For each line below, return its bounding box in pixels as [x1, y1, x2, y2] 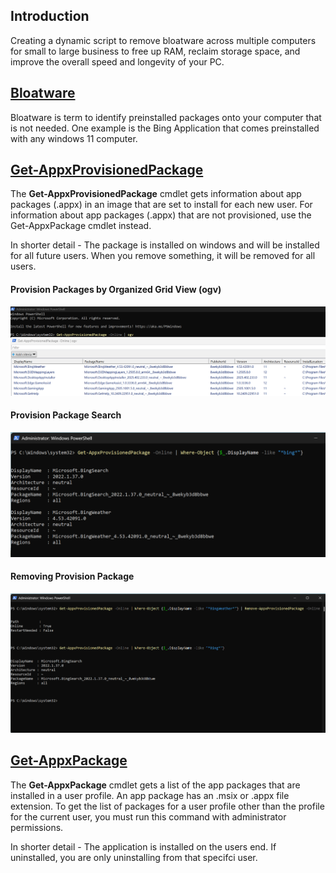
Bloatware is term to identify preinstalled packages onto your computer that [10, 111, 322, 123]
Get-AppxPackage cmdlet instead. [10, 220, 152, 232]
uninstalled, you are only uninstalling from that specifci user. [10, 851, 258, 863]
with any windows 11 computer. [10, 132, 138, 144]
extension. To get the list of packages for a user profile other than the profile [10, 800, 325, 812]
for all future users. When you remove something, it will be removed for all [10, 250, 316, 262]
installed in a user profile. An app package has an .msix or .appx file [10, 789, 290, 801]
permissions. [10, 821, 64, 833]
